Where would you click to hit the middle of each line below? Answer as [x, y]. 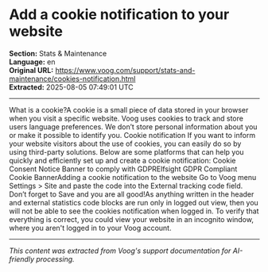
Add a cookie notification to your [119, 15]
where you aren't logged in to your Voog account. [90, 228]
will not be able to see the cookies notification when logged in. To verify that [134, 211]
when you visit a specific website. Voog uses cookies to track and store [126, 118]
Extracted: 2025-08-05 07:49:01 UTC [71, 87]
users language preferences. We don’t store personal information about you [133, 126]
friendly [22, 259]
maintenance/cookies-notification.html [72, 79]
